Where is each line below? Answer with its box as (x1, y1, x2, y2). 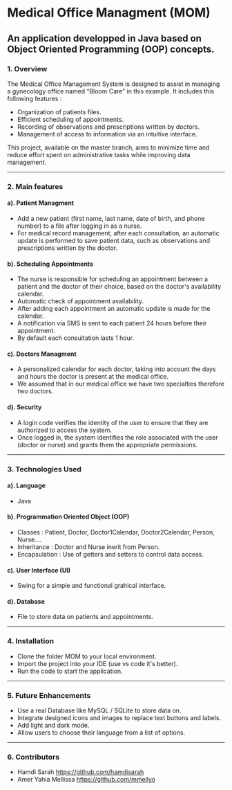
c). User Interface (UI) (7, 566, 71, 574)
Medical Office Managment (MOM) (7, 5, 211, 21)
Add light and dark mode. (17, 721, 90, 729)
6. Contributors (7, 752, 60, 762)
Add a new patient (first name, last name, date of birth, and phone (17, 215, 205, 222)
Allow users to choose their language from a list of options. (17, 728, 185, 737)
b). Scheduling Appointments (7, 260, 93, 268)
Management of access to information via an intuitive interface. (17, 129, 197, 138)
